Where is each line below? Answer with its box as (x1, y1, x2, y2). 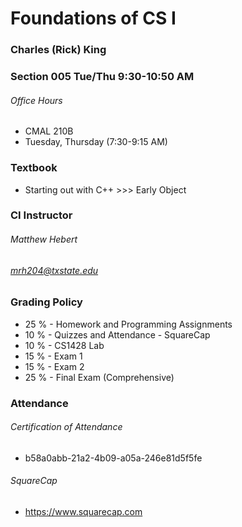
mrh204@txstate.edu (10, 264, 99, 276)
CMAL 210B (24, 125, 74, 137)
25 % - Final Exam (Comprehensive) (24, 371, 175, 383)
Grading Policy (10, 295, 83, 309)
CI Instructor (10, 208, 73, 222)
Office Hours (10, 94, 63, 106)
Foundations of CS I (10, 7, 177, 30)
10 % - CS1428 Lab (24, 339, 105, 351)
